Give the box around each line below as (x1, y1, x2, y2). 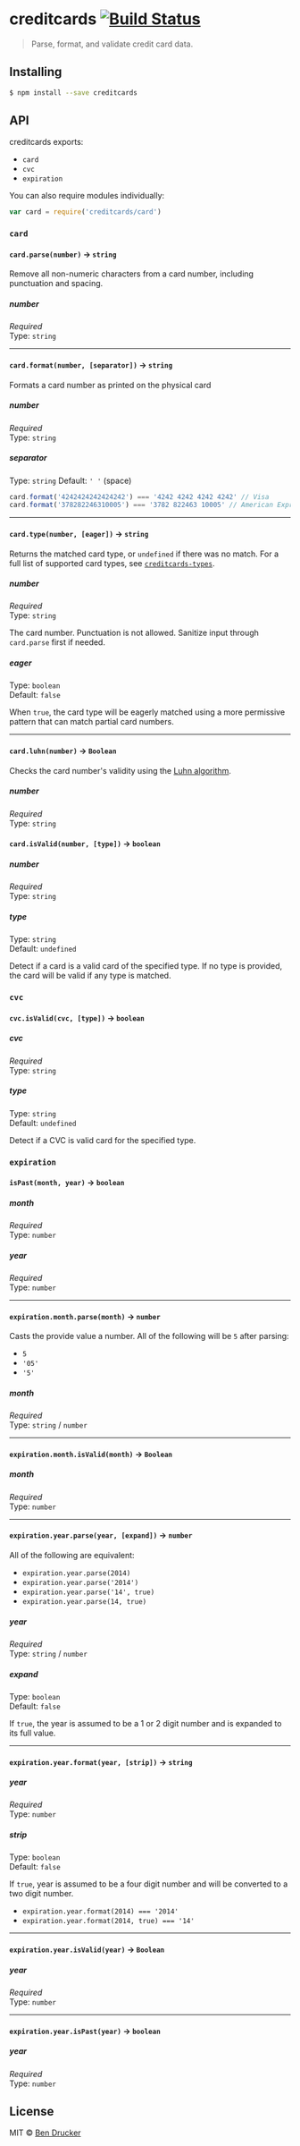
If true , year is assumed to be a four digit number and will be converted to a (9, 1879, 288, 1889)
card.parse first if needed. (9, 637, 105, 648)
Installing (9, 64, 62, 80)
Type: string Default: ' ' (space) (9, 475, 132, 486)
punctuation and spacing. (9, 278, 104, 289)
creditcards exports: (9, 137, 84, 148)
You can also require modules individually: (9, 191, 165, 201)
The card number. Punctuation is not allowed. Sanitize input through (9, 627, 259, 639)
